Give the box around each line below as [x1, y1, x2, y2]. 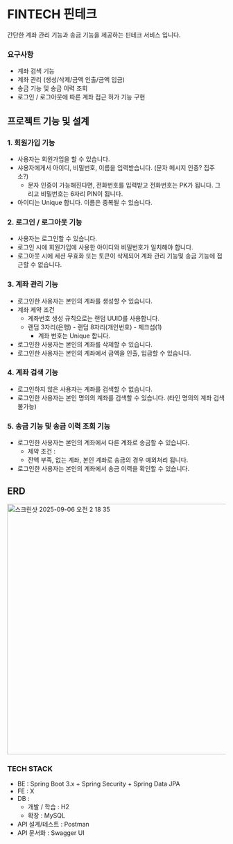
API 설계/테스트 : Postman [17, 820, 90, 829]
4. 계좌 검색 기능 [7, 367, 59, 377]
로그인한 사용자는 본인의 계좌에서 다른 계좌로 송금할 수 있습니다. [17, 438, 189, 447]
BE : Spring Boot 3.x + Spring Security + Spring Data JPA [17, 779, 180, 788]
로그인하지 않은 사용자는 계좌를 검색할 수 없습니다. [17, 385, 153, 393]
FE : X [17, 787, 35, 795]
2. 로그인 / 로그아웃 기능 [7, 217, 83, 226]
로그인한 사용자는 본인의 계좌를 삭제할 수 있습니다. [17, 340, 153, 348]
